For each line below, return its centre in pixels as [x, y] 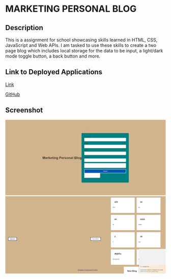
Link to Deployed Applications [54, 72]
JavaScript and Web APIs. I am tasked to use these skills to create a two [81, 45]
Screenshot [24, 110]
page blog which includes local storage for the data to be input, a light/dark [84, 51]
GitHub [13, 94]
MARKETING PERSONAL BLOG [71, 9]
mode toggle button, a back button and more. [53, 56]
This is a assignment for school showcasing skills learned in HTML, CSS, [81, 40]
